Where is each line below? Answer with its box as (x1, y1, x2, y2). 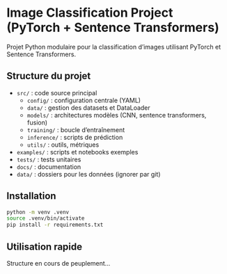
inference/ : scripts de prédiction (26, 133, 123, 141)
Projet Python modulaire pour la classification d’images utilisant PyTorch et (6, 42, 221, 51)
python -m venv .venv (6, 209, 70, 216)
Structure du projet (6, 70, 91, 82)
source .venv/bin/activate (6, 215, 85, 222)
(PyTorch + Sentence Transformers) (6, 19, 220, 35)
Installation (6, 190, 56, 202)
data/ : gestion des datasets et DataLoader (26, 103, 150, 112)
